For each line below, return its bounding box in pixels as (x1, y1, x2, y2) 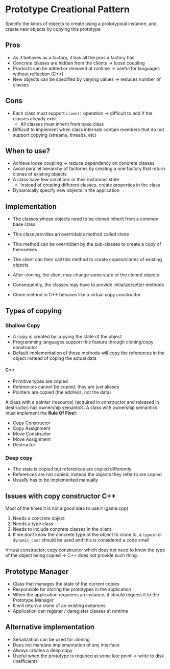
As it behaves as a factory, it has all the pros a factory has (12, 54, 135, 60)
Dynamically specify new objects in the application (12, 187, 120, 193)
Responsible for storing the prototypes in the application (12, 586, 131, 592)
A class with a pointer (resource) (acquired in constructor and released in (5, 399, 159, 405)
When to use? (5, 146, 50, 155)
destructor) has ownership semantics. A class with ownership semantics (5, 404, 158, 411)
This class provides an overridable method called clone (12, 231, 129, 238)
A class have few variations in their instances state (12, 177, 119, 183)
